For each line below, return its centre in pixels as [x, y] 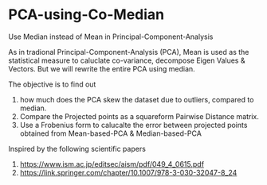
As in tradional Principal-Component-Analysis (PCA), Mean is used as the [129, 52]
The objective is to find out [52, 84]
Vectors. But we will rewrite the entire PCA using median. [102, 68]
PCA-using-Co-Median [86, 15]
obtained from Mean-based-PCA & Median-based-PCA [110, 133]
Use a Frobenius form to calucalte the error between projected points [133, 125]
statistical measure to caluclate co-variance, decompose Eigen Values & [127, 60]
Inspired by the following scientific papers [77, 148]
